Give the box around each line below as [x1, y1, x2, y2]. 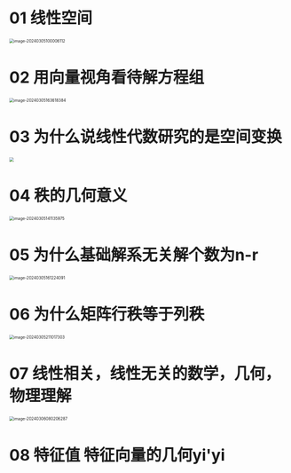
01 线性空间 [9, 8, 93, 28]
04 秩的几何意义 [9, 185, 128, 205]
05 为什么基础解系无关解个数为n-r [9, 245, 259, 264]
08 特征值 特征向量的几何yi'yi [9, 445, 225, 465]
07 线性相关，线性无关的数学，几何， [9, 363, 281, 383]
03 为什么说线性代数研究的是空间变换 [9, 127, 282, 147]
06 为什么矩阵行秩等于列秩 [9, 304, 205, 324]
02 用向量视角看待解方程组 [9, 67, 205, 88]
